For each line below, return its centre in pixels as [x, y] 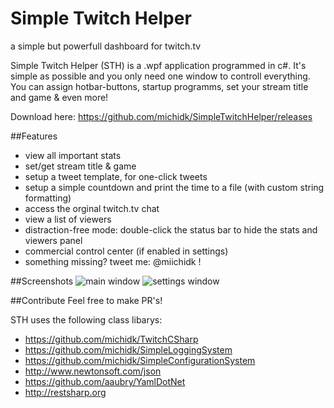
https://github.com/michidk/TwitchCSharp [111, 339]
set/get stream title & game [80, 166]
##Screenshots [42, 281]
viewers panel [53, 240]
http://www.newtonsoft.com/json [93, 371]
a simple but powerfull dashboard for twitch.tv [106, 46]
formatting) [48, 198]
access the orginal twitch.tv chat [92, 208]
